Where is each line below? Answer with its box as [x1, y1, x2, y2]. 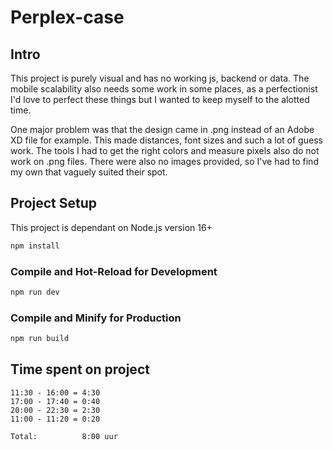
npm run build [10, 334, 70, 344]
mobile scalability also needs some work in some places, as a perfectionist [10, 83, 318, 95]
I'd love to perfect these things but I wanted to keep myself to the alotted [10, 94, 310, 105]
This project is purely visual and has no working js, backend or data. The [10, 72, 310, 84]
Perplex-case [10, 6, 125, 29]
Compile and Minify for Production [10, 311, 182, 325]
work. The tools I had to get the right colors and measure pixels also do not [10, 145, 320, 156]
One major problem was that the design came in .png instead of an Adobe [10, 124, 315, 135]
